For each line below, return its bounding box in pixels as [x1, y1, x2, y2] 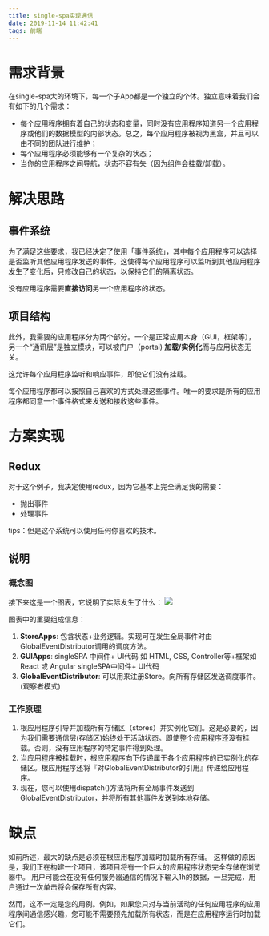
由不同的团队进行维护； [19, 139, 98, 148]
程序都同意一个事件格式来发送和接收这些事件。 [8, 396, 163, 406]
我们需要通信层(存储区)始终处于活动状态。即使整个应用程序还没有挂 [26, 733, 251, 743]
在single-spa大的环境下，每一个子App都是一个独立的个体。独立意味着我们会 [8, 91, 260, 101]
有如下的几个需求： [8, 102, 72, 111]
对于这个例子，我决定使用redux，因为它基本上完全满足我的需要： [8, 482, 224, 492]
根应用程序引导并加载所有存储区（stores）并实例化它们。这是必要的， [19, 723, 251, 733]
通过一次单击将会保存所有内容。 [14, 882, 121, 892]
